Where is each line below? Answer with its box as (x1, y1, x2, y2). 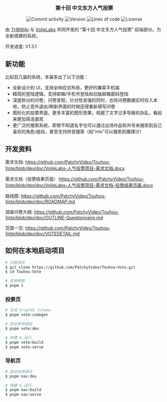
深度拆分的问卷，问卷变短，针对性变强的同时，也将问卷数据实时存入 (12, 97, 153, 104)
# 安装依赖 (5, 278, 25, 283)
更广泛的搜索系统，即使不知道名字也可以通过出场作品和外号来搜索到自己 (12, 122, 162, 129)
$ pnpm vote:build (5, 340, 44, 345)
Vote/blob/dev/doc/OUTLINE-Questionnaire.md (5, 215, 103, 221)
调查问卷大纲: (5, 209, 34, 215)
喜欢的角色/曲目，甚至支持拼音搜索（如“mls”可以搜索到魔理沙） (12, 129, 144, 135)
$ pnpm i (5, 283, 24, 288)
